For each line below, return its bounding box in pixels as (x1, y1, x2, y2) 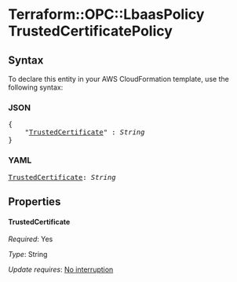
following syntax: (8, 82, 64, 92)
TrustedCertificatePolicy (8, 22, 173, 40)
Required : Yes (8, 234, 53, 244)
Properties (8, 195, 61, 208)
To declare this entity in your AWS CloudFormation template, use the (8, 75, 229, 83)
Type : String (8, 250, 48, 259)
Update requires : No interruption (8, 265, 114, 274)
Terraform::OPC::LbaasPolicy (8, 5, 205, 24)
